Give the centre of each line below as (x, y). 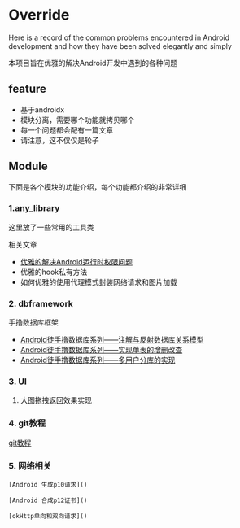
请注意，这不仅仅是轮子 (59, 140)
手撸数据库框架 (33, 322)
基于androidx (42, 109)
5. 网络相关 (30, 465)
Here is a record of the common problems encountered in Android (119, 37)
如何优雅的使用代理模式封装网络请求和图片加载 (98, 281)
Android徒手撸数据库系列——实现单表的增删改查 (101, 350)
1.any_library (34, 208)
